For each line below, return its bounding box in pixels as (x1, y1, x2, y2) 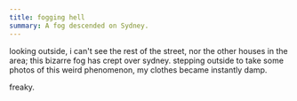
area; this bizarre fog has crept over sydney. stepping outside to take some (9, 55, 285, 66)
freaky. (9, 82, 36, 92)
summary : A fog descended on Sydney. (9, 21, 149, 30)
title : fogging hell (9, 12, 86, 22)
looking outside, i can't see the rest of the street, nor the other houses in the (9, 45, 288, 56)
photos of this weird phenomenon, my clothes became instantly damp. (9, 64, 268, 75)
